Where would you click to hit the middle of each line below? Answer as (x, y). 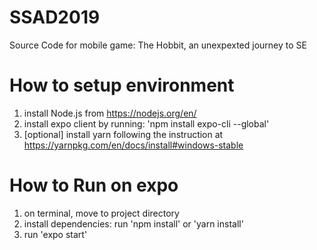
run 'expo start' (55, 234)
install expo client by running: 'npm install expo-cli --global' (146, 123)
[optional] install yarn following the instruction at (123, 134)
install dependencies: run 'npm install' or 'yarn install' (133, 223)
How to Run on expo (94, 185)
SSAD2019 (55, 17)
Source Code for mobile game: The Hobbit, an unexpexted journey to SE (158, 45)
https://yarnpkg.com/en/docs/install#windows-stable (133, 145)
